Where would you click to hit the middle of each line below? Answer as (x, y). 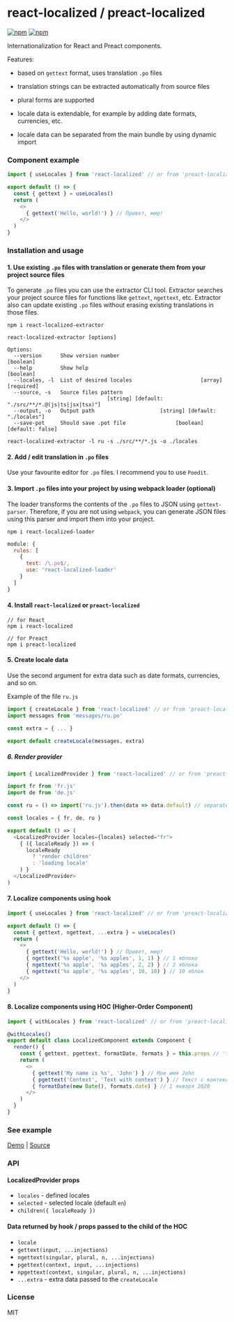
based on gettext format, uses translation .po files (89, 73)
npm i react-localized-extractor (56, 325)
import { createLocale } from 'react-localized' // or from (96, 710)
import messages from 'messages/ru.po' (65, 716)
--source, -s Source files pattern (68, 393)
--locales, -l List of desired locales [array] (118, 380)
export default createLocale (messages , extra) (76, 741)
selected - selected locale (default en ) (72, 1203)
